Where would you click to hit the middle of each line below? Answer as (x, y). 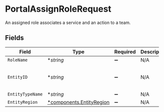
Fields (15, 38)
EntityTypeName (25, 94)
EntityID (18, 77)
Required (125, 51)
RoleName (18, 60)
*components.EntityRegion (78, 102)
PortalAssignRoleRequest (58, 9)
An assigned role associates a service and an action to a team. (68, 22)
